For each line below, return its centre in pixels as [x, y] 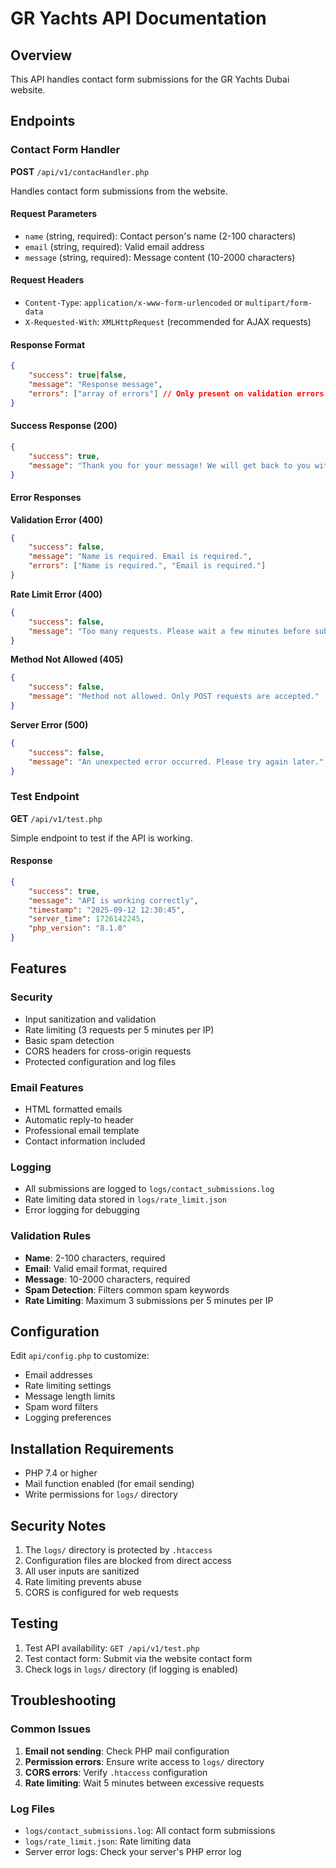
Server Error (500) [49, 724]
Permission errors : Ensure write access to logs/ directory [144, 1761]
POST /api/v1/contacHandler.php [80, 171]
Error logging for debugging [82, 1210]
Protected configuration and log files [100, 1061]
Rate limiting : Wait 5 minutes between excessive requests [144, 1783]
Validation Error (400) [57, 519]
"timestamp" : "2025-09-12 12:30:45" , [107, 910]
